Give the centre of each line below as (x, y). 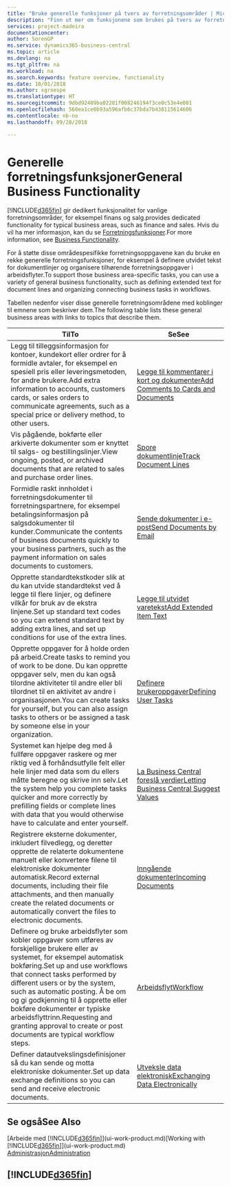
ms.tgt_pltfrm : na (33, 65)
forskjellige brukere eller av (54, 948)
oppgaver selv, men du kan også (63, 675)
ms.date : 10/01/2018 (37, 84)
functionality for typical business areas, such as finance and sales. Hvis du (113, 225)
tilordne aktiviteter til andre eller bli (66, 683)
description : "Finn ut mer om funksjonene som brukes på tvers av (104, 20)
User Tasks (155, 700)
